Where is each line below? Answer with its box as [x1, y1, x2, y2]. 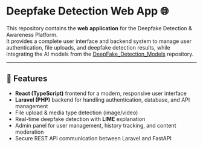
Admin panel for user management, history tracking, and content [14, 122, 176, 129]
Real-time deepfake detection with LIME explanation [14, 115, 146, 122]
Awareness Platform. [6, 31, 58, 38]
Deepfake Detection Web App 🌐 [6, 4, 169, 18]
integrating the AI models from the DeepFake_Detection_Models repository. [6, 50, 194, 57]
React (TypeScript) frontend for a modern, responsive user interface [14, 90, 187, 97]
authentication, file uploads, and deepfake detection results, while [6, 44, 170, 51]
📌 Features [6, 74, 48, 84]
